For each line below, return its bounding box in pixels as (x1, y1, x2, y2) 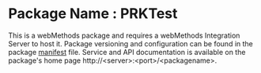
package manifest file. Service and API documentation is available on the (8, 47, 246, 57)
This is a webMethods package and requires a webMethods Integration (8, 31, 240, 40)
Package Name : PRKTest (8, 5, 178, 23)
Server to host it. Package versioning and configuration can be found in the (8, 38, 253, 48)
